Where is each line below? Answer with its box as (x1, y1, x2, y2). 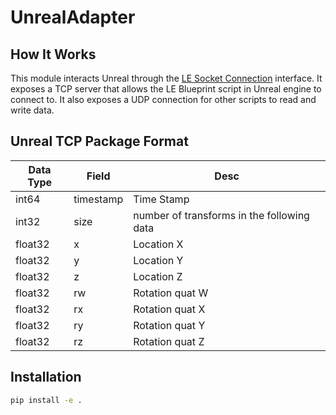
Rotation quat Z (133, 334, 205, 348)
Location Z (133, 269, 183, 283)
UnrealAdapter (10, 6, 136, 29)
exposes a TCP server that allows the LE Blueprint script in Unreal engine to (10, 83, 322, 95)
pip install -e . (10, 395, 83, 405)
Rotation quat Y (133, 318, 206, 332)
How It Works (10, 46, 97, 63)
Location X (133, 237, 184, 251)
